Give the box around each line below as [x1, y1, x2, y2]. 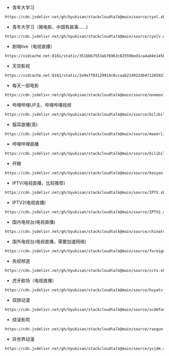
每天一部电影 [12, 83, 39, 88]
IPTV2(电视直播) [12, 199, 46, 205]
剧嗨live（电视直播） [12, 43, 55, 49]
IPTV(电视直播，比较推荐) [12, 180, 66, 186]
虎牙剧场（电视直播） [12, 277, 57, 283]
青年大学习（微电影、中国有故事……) [12, 24, 88, 30]
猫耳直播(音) [12, 121, 38, 127]
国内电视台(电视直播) [12, 219, 56, 225]
